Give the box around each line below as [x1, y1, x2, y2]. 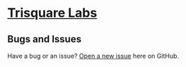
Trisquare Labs [7, 5, 98, 21]
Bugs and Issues [7, 33, 82, 45]
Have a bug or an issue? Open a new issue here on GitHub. [7, 51, 179, 60]
